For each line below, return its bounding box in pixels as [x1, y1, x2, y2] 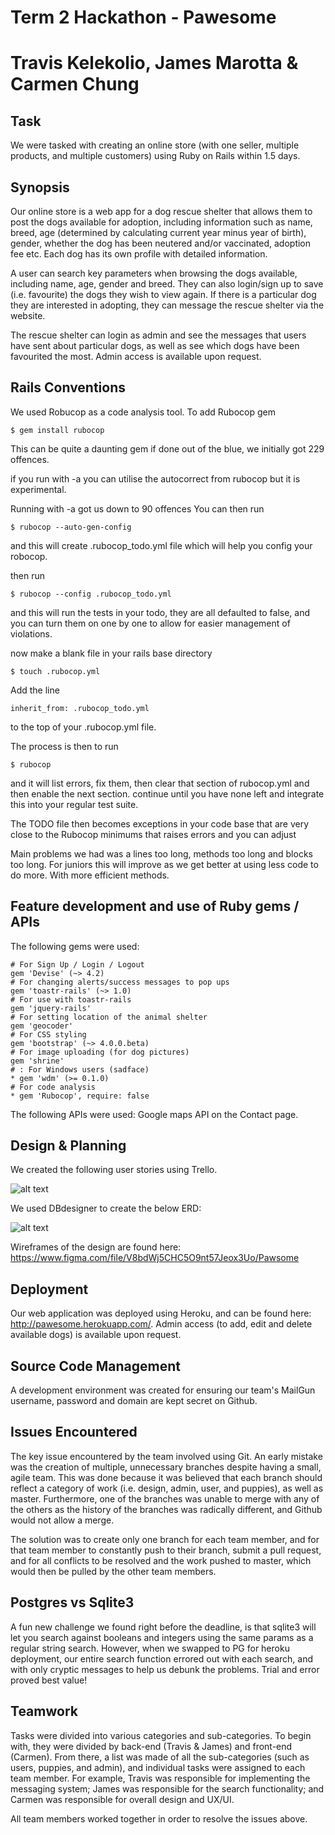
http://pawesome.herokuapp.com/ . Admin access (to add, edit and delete [10, 1318, 313, 1330]
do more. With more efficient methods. [10, 869, 170, 881]
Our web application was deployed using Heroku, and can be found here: [10, 1307, 312, 1320]
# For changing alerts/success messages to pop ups [10, 977, 230, 987]
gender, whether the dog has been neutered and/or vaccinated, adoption [10, 237, 312, 249]
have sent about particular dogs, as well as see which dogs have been [10, 340, 300, 351]
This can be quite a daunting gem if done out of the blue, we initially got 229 [10, 442, 325, 455]
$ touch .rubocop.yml [10, 666, 101, 676]
